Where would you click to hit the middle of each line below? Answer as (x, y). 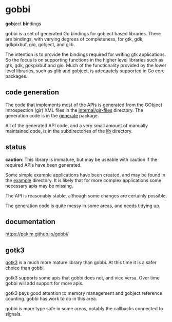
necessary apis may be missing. (39, 186)
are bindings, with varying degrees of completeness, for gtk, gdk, (74, 39)
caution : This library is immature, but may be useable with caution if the (81, 159)
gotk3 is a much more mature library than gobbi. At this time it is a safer (81, 263)
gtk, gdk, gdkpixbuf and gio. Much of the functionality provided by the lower (86, 65)
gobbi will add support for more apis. (44, 284)
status (16, 147)
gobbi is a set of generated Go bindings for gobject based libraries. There (83, 33)
